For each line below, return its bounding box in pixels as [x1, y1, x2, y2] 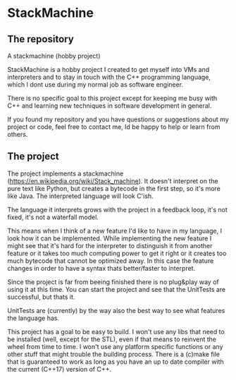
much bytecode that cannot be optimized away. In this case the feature [7, 256, 214, 265]
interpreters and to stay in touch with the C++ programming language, [7, 73, 211, 81]
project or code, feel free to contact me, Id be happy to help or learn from [7, 123, 221, 131]
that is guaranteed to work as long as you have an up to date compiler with [7, 357, 224, 366]
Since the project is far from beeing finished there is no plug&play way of [7, 277, 220, 286]
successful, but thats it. [7, 293, 75, 301]
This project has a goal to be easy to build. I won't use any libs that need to [7, 327, 225, 336]
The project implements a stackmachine [7, 169, 124, 178]
